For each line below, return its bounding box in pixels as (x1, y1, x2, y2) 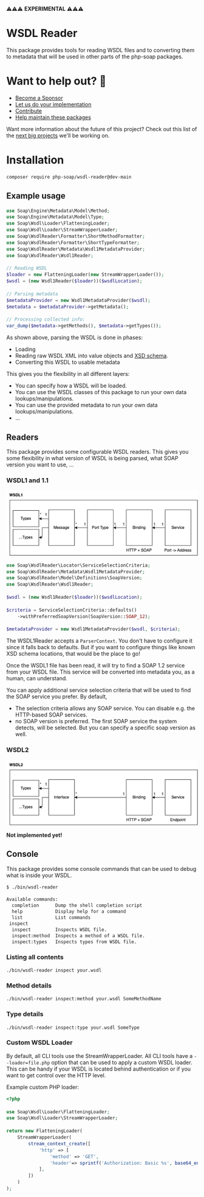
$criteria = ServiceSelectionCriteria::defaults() (6, 607, 137, 613)
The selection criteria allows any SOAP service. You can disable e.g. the (15, 704, 195, 712)
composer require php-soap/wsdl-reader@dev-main (6, 174, 132, 180)
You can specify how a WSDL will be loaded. (15, 382, 127, 389)
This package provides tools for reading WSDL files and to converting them (6, 46, 195, 53)
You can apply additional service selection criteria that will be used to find (6, 686, 191, 694)
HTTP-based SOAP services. (15, 711, 88, 718)
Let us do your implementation (15, 100, 92, 108)
